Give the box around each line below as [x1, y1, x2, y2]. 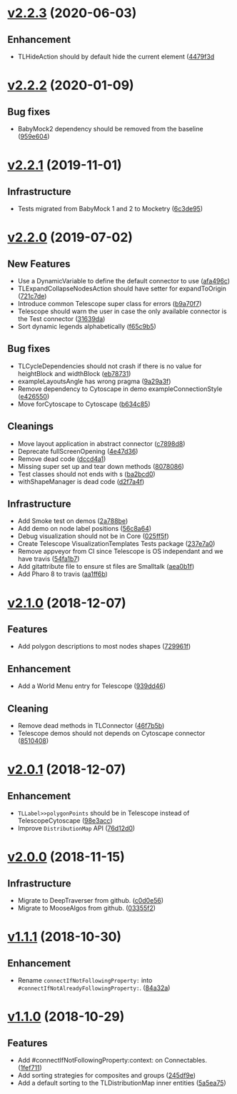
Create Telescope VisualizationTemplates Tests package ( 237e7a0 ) [17, 540, 216, 548]
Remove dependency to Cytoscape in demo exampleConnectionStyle [17, 384, 223, 393]
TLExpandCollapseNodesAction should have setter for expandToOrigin [17, 284, 227, 293]
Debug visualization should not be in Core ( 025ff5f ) [17, 532, 169, 540]
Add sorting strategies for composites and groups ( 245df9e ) [17, 1071, 196, 1080]
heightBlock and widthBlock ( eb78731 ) [17, 369, 131, 378]
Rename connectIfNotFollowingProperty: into [17, 976, 153, 985]
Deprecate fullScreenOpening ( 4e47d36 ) [17, 447, 138, 455]
